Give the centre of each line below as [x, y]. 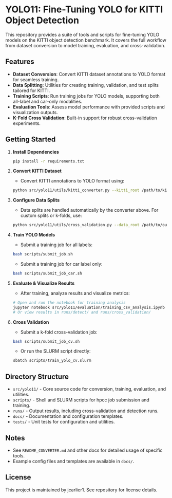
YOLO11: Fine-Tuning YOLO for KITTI [84, 10]
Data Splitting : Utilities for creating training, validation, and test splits [86, 85]
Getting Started [31, 140]
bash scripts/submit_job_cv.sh [46, 341]
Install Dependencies [36, 152]
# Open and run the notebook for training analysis [69, 302]
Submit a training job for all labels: [56, 245]
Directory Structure [37, 376]
